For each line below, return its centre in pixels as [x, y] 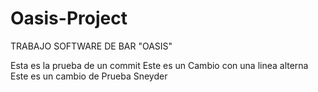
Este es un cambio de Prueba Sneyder [89, 76]
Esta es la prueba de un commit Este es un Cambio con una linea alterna [159, 65]
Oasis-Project [69, 18]
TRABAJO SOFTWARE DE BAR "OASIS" [91, 46]
